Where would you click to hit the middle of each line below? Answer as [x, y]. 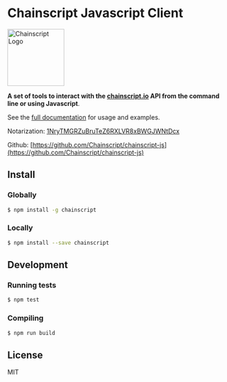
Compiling [26, 318]
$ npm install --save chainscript [59, 243]
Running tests [32, 285]
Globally [22, 195]
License [25, 355]
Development [38, 265]
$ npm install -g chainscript [52, 210]
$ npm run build [31, 333]
